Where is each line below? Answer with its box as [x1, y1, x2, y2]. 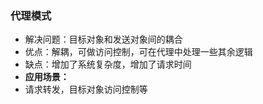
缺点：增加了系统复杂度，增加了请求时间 [24, 58, 192, 71]
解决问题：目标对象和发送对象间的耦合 [24, 33, 183, 46]
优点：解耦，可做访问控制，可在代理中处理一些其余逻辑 [24, 46, 253, 58]
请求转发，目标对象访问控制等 [24, 83, 148, 96]
